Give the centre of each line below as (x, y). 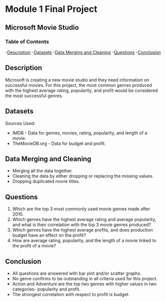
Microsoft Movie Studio (42, 28)
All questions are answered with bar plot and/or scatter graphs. (77, 273)
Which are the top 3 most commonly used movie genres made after (81, 209)
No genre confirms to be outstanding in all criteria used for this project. (85, 278)
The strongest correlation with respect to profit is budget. (71, 294)
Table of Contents (27, 42)
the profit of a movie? (34, 246)
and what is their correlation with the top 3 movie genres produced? (82, 225)
